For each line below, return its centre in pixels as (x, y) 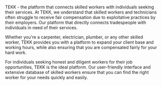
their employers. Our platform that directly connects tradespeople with (76, 22)
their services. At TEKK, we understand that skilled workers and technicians (81, 12)
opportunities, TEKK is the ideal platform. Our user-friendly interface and (78, 67)
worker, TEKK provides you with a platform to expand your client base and (80, 42)
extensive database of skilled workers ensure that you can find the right (77, 72)
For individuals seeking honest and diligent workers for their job (69, 62)
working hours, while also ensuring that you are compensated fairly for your (81, 47)
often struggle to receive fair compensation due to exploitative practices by (80, 17)
